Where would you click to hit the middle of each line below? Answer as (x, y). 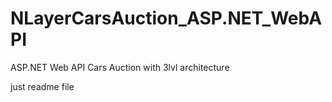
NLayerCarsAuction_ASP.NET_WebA (166, 18)
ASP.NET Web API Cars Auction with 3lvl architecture (120, 67)
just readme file (42, 86)
